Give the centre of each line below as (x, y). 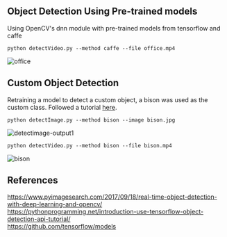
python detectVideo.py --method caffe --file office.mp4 (91, 48)
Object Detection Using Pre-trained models (102, 11)
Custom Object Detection (63, 83)
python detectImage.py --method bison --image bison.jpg (91, 120)
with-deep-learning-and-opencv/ (55, 204)
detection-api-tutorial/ (39, 219)
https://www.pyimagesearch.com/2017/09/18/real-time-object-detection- (112, 197)
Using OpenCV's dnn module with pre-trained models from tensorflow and (114, 28)
